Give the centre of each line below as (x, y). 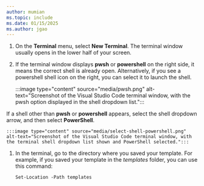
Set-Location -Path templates (54, 177)
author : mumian (26, 12)
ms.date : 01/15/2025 (33, 23)
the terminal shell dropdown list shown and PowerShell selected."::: (98, 142)
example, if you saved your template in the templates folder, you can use (106, 160)
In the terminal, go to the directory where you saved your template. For (104, 153)
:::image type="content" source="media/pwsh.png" (80, 89)
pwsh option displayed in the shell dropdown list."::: (80, 102)
